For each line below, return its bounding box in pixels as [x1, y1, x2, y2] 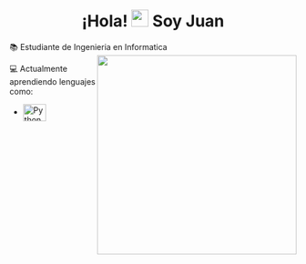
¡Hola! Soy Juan [81, 11, 225, 32]
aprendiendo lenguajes [9, 76, 96, 86]
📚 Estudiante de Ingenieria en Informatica [9, 41, 168, 52]
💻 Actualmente [9, 63, 68, 74]
